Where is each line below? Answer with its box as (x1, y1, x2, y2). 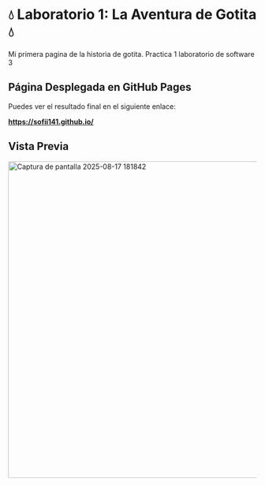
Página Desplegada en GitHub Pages (8, 80, 192, 94)
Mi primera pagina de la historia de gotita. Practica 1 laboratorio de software (8, 49, 255, 58)
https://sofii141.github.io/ (8, 117, 94, 126)
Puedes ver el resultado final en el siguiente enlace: (8, 101, 176, 111)
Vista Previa (8, 140, 69, 153)
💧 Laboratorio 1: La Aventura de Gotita (8, 6, 257, 24)
